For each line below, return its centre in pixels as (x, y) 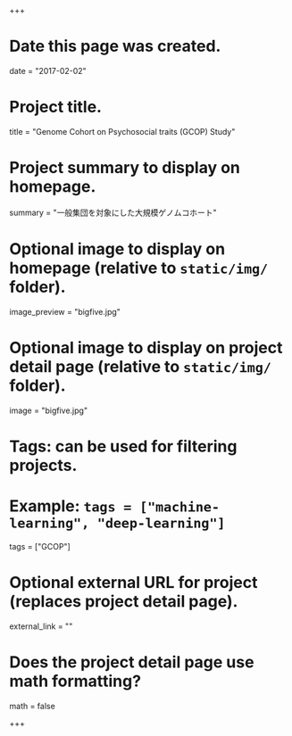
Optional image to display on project (146, 347)
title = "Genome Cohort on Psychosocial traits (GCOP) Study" (122, 131)
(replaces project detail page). (124, 601)
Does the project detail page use (132, 662)
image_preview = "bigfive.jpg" (65, 311)
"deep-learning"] (161, 523)
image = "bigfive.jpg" (48, 410)
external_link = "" (41, 626)
